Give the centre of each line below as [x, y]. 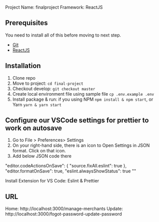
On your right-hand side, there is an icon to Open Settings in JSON [81, 145]
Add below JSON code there [42, 156]
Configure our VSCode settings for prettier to [77, 121]
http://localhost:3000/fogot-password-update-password [63, 214]
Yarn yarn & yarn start [37, 104]
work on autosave [34, 128]
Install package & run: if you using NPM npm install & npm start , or [83, 99]
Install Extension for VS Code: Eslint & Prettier [52, 181]
